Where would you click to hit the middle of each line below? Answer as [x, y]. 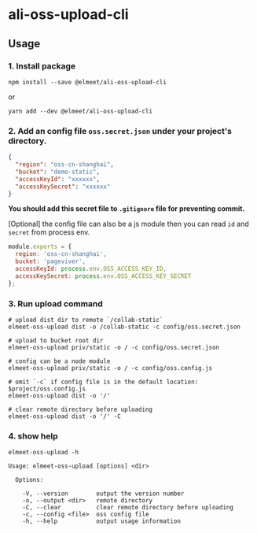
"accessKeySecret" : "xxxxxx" [63, 187]
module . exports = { [40, 247]
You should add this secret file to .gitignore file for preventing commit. [127, 209]
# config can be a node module [59, 361]
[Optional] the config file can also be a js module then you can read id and [128, 224]
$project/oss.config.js [47, 389]
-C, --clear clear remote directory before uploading [128, 508]
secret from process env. [49, 232]
